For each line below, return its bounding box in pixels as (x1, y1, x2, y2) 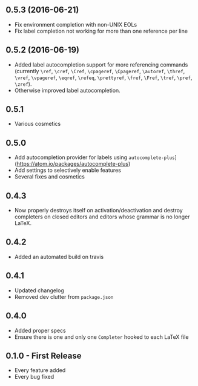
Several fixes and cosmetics (14, 173, 85, 180)
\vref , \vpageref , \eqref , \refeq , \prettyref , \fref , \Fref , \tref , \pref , (14, 74, 193, 81)
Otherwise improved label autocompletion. (14, 87, 120, 94)
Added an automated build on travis (14, 253, 104, 260)
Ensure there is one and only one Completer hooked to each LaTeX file (14, 333, 189, 341)
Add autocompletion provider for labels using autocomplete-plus (14, 154, 175, 161)
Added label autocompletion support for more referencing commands (14, 61, 188, 68)
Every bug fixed (14, 373, 54, 381)
